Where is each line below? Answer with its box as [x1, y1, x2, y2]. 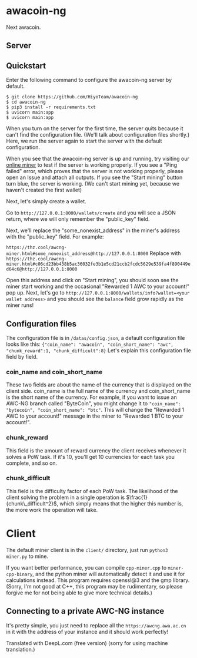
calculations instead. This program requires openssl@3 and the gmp [6, 576, 172, 584]
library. [172, 576, 190, 584]
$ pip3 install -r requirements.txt [6, 104, 96, 110]
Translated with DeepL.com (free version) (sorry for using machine [6, 639, 168, 646]
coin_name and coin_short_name [6, 368, 103, 376]
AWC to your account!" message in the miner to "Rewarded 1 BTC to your [6, 412, 183, 419]
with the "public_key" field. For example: [6, 233, 104, 240]
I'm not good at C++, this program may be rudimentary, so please [24, 583, 183, 590]
